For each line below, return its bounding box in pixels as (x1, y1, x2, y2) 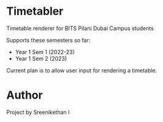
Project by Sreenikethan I (6, 109, 70, 116)
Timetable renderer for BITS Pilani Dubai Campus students (6, 25, 154, 32)
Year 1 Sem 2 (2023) (15, 55, 67, 62)
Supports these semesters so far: (6, 36, 91, 44)
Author (6, 88, 43, 102)
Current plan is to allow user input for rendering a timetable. (6, 66, 157, 74)
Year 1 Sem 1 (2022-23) (15, 48, 75, 56)
